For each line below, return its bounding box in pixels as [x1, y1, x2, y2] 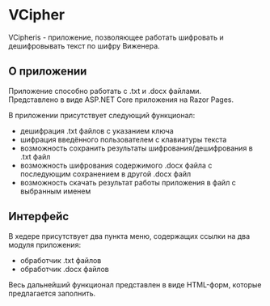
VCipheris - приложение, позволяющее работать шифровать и [8, 32, 224, 42]
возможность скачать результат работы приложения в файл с [19, 177, 236, 187]
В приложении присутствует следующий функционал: [8, 110, 196, 120]
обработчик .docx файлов [19, 264, 109, 274]
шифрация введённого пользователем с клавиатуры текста [19, 134, 227, 144]
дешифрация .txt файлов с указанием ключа [19, 125, 174, 135]
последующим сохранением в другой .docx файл [19, 168, 192, 179]
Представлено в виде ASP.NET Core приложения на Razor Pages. [8, 95, 234, 104]
